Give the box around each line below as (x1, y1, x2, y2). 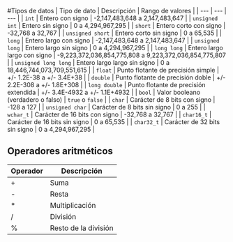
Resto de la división (50, 223, 114, 233)
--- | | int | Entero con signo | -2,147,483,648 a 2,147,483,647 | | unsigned (7, 14, 218, 22)
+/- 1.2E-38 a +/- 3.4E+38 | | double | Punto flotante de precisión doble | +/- (7, 73, 226, 82)
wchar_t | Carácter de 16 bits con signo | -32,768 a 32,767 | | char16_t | (7, 110, 211, 119)
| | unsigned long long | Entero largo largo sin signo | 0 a (7, 59, 170, 66)
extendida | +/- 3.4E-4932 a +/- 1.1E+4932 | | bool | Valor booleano (7, 88, 201, 96)
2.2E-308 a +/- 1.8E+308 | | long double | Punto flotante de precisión (7, 81, 206, 89)
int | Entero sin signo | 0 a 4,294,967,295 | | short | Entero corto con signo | (7, 22, 226, 29)
